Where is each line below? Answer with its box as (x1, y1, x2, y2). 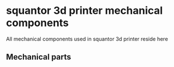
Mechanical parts (6, 52, 71, 62)
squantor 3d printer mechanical (6, 4, 163, 17)
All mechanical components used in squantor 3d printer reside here (6, 35, 168, 42)
